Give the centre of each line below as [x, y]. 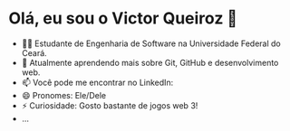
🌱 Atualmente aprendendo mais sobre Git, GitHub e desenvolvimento [150, 62]
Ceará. [34, 52]
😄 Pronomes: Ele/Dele [63, 95]
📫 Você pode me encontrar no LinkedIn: [97, 82]
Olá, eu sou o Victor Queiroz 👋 [123, 19]
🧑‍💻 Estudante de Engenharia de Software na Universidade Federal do [151, 43]
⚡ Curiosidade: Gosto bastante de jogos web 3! [110, 105]
